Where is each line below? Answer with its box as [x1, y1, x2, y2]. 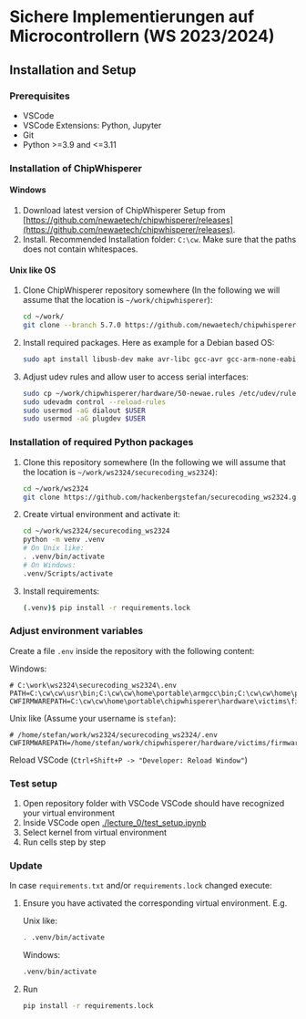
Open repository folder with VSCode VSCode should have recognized [22, 798, 285, 809]
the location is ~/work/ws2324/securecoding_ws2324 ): [22, 466, 219, 477]
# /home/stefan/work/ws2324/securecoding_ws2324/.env [9, 730, 219, 740]
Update [9, 859, 43, 872]
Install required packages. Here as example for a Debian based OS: [22, 337, 275, 348]
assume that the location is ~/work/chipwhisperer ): [22, 295, 213, 306]
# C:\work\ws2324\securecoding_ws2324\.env [9, 681, 178, 690]
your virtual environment [22, 807, 116, 818]
